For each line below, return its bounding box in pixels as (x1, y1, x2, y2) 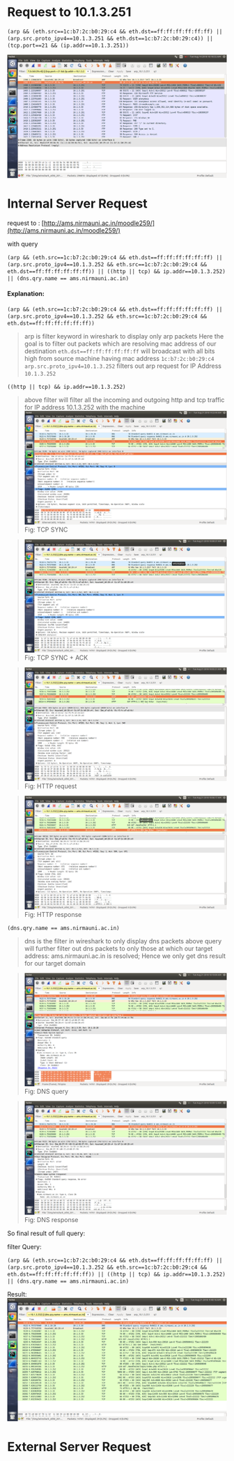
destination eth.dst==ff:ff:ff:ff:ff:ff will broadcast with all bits (24, 347, 215, 355)
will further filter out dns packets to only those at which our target (24, 944, 213, 952)
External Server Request (7, 1439, 152, 1455)
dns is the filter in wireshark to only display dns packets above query (24, 936, 222, 945)
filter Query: (7, 1243, 42, 1251)
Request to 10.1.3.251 (7, 4, 132, 20)
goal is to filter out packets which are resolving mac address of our (24, 339, 217, 348)
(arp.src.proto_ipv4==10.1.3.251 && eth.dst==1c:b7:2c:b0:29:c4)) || (7, 35, 214, 42)
